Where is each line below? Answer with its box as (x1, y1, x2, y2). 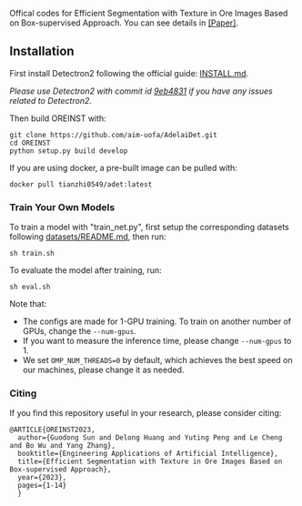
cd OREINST (9, 138, 51, 147)
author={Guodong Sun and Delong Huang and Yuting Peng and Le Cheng (17, 433, 283, 442)
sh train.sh (9, 249, 55, 258)
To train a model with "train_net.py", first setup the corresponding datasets (9, 222, 289, 233)
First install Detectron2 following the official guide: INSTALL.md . (9, 67, 249, 78)
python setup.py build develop (9, 146, 128, 156)
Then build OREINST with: (9, 113, 106, 124)
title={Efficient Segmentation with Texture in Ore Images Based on (17, 457, 283, 467)
